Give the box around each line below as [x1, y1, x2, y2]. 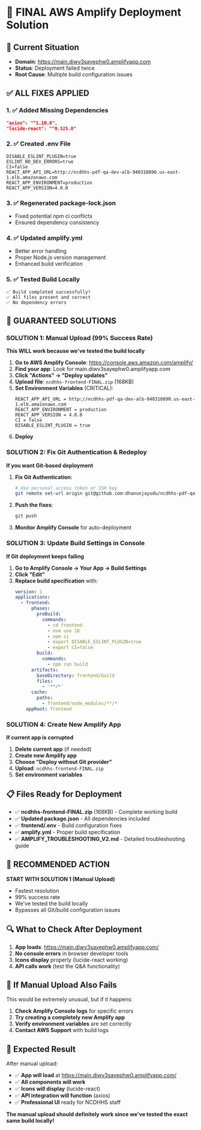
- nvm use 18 [47, 628, 80, 634]
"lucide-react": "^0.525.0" [6, 126, 77, 132]
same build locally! [6, 1117, 55, 1125]
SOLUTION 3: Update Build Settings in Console [6, 539, 145, 548]
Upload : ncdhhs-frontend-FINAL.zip [14, 765, 104, 772]
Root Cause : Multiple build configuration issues [14, 71, 133, 78]
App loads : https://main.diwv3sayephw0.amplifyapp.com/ [14, 943, 159, 950]
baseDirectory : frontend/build [37, 673, 115, 679]
